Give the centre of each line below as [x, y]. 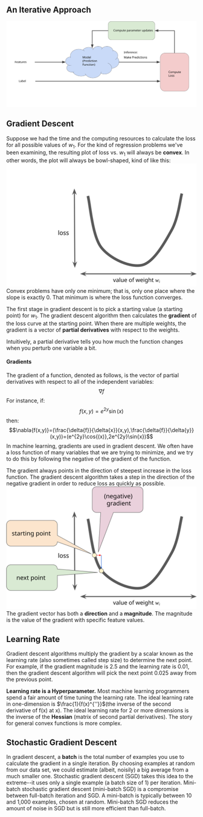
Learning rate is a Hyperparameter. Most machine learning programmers [98, 691]
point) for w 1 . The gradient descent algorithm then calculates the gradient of [101, 316]
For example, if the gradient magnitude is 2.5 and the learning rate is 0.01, [98, 667]
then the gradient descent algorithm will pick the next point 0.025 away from [101, 673]
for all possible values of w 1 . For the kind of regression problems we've [95, 146]
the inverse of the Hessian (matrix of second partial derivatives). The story [99, 717]
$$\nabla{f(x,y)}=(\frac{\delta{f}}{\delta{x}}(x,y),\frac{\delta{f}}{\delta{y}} [101, 430]
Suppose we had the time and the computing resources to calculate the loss [101, 138]
